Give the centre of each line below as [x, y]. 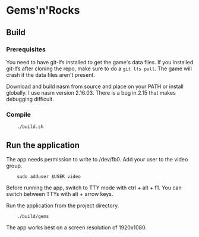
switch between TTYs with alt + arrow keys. [60, 194]
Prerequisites [26, 49]
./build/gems [33, 216]
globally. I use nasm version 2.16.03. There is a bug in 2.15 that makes [91, 92]
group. [14, 166]
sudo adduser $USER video [49, 176]
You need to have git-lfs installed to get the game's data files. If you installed [100, 62]
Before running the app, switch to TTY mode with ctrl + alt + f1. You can [94, 188]
